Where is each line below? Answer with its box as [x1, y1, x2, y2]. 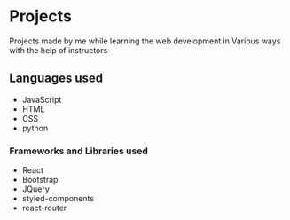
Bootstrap [21, 175, 59, 185]
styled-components [21, 193, 95, 204]
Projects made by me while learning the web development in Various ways [9, 35, 281, 46]
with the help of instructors [9, 44, 108, 55]
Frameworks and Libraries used [9, 145, 148, 157]
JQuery [21, 184, 51, 194]
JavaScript [21, 94, 62, 105]
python [21, 122, 49, 133]
